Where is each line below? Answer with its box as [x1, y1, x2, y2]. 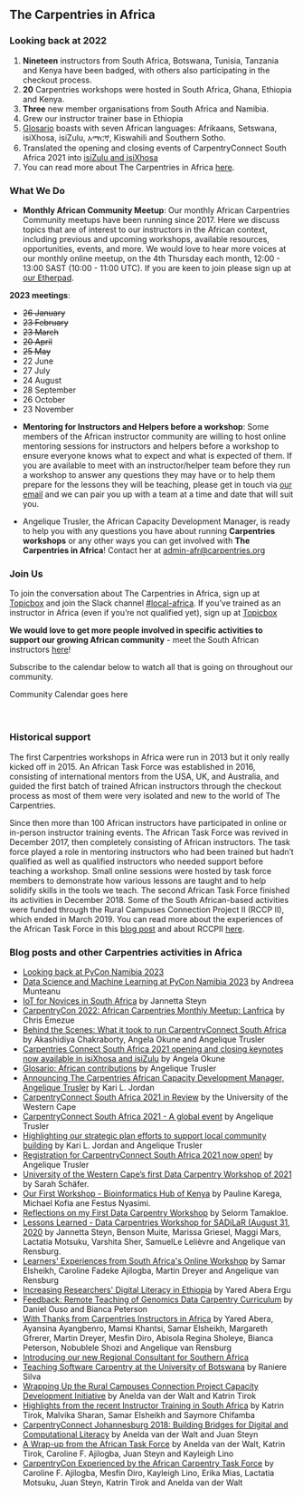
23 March [22, 326, 59, 337]
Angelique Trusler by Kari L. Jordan [22, 1082, 156, 1093]
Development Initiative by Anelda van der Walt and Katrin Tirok [22, 1390, 256, 1401]
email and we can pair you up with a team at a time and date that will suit [22, 489, 294, 500]
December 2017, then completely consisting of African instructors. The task [9, 836, 291, 847]
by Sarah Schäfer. [22, 1178, 90, 1189]
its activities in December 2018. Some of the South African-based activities [9, 894, 289, 905]
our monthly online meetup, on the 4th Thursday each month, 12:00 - [22, 253, 280, 264]
